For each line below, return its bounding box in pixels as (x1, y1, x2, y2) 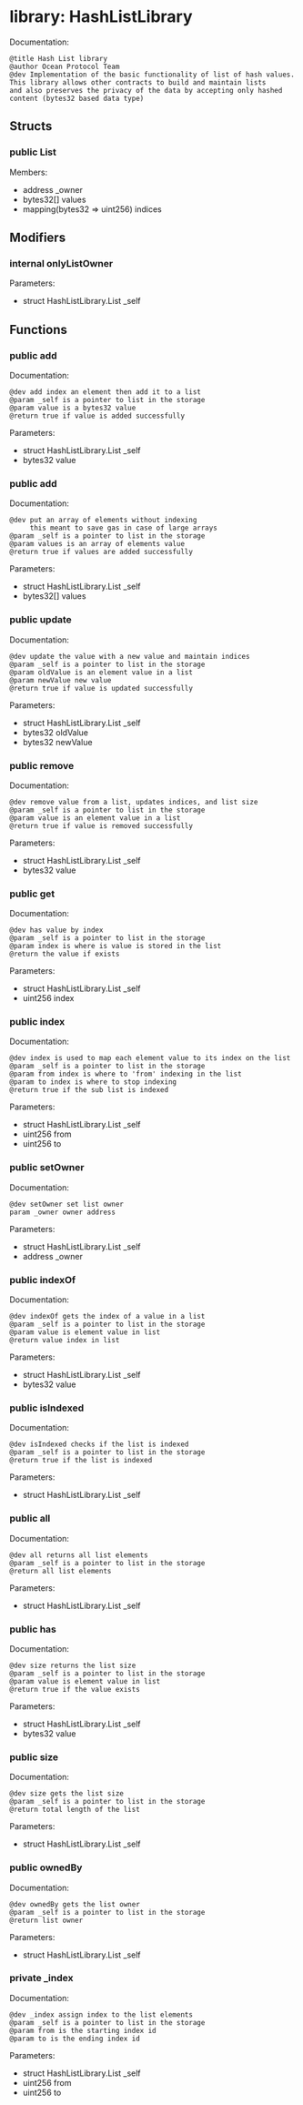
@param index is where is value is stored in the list (9, 942, 222, 951)
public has (9, 1623, 57, 1635)
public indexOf (9, 1273, 76, 1286)
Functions (9, 321, 68, 338)
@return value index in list (9, 1336, 120, 1345)
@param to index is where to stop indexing (9, 1078, 177, 1087)
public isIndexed (9, 1402, 85, 1414)
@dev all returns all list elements (9, 1550, 148, 1560)
